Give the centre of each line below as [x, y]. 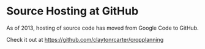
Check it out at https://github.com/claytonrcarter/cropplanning [85, 39]
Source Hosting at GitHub [73, 11]
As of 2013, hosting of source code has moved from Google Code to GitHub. [102, 28]
